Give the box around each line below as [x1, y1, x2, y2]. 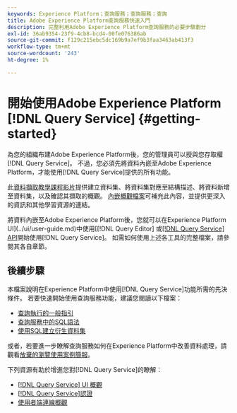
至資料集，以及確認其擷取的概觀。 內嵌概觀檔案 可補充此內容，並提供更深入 [7, 192, 226, 200]
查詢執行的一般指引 [17, 308, 74, 317]
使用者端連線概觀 [17, 397, 68, 407]
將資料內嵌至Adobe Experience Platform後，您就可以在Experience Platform [7, 215, 227, 223]
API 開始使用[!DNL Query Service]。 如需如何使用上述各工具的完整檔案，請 [7, 233, 224, 241]
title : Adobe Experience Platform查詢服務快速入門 [7, 17, 151, 24]
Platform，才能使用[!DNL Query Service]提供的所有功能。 [7, 168, 175, 176]
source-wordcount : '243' [7, 50, 80, 57]
